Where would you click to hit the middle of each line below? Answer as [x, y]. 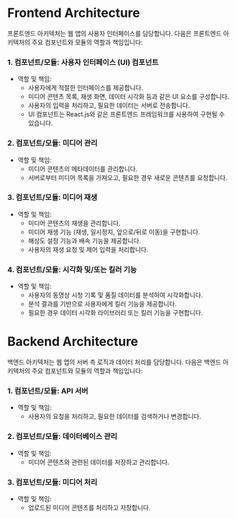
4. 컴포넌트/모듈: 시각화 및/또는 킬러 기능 [72, 270]
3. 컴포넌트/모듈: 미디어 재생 [52, 198]
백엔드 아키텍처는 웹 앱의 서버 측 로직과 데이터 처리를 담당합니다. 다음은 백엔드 [114, 362]
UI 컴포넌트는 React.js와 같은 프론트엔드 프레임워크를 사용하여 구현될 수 [126, 114]
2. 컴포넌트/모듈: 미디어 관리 [52, 143]
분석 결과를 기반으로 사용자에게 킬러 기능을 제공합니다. [103, 304]
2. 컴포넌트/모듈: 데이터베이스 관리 [62, 437]
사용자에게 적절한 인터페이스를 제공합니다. [86, 88]
